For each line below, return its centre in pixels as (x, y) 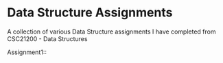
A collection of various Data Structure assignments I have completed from (111, 32)
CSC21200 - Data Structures (47, 38)
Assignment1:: (27, 52)
